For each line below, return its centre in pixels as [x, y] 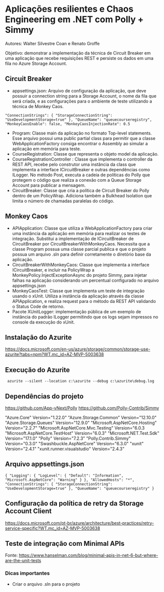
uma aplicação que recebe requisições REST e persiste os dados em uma [79, 58]
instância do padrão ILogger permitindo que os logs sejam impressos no [85, 317]
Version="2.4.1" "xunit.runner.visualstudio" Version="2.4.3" [65, 449]
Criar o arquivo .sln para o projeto [46, 584]
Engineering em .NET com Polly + [74, 19]
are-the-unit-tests [23, 561]
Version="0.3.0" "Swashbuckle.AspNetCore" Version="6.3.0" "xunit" [74, 444]
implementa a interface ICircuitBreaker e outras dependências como [81, 169]
